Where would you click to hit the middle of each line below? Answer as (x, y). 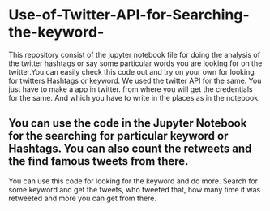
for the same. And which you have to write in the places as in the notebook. (135, 97)
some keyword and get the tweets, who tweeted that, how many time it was (135, 189)
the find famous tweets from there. (99, 161)
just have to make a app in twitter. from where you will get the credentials (131, 89)
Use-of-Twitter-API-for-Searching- (129, 15)
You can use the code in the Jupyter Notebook (128, 123)
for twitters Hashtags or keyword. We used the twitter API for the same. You (135, 80)
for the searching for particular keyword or (118, 136)
